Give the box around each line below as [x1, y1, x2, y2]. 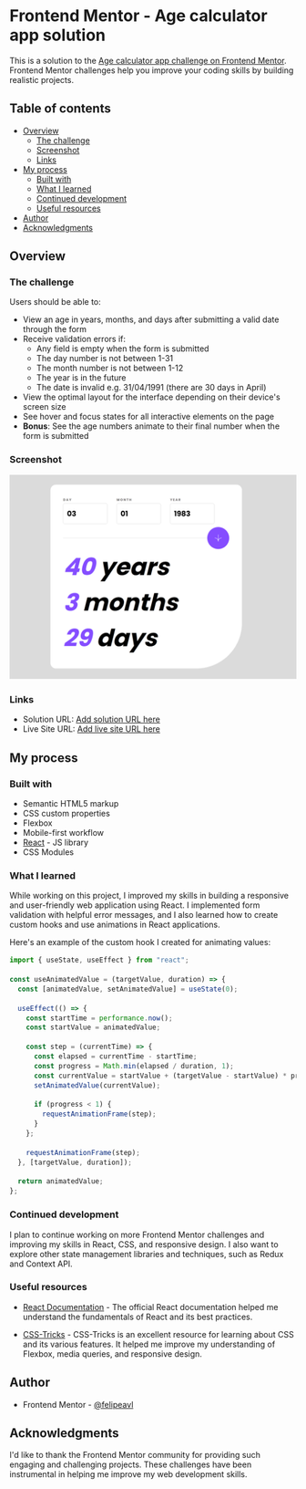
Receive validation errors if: [22, 334, 126, 345]
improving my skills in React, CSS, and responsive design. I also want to [9, 1238, 280, 1250]
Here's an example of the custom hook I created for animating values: [9, 937, 271, 948]
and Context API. [9, 1258, 73, 1269]
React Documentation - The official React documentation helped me [22, 1301, 279, 1312]
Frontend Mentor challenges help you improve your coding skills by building [9, 65, 294, 76]
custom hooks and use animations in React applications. [9, 919, 220, 931]
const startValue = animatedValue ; [25, 1023, 161, 1032]
